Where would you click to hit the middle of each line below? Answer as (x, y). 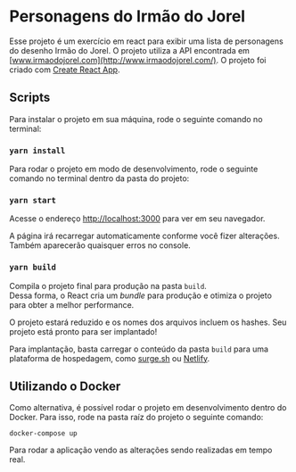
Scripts (30, 98)
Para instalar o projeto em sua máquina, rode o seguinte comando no (136, 119)
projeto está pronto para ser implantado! (83, 331)
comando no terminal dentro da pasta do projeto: (99, 178)
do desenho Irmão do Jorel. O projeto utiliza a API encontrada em (129, 50)
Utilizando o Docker (65, 387)
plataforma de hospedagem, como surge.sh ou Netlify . (110, 358)
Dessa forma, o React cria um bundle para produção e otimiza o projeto (140, 295)
